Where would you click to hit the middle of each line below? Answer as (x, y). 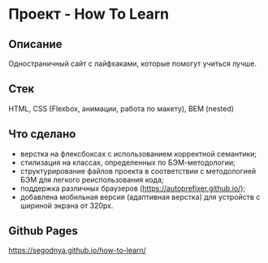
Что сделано (42, 134)
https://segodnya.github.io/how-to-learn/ (77, 250)
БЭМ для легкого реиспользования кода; (92, 179)
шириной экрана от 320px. (67, 205)
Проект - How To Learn (89, 14)
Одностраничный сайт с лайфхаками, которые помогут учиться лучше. (133, 63)
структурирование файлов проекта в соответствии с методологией (138, 170)
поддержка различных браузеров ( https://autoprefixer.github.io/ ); (133, 188)
